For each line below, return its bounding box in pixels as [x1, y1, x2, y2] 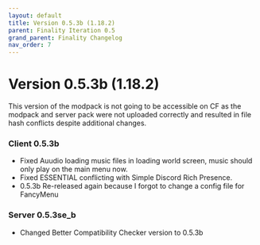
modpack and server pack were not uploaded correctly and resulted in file [8, 110, 252, 120]
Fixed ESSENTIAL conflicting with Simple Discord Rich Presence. [19, 173, 233, 182]
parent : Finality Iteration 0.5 [8, 26, 115, 34]
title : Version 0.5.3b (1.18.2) [8, 19, 115, 27]
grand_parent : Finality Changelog [8, 33, 123, 42]
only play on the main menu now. [19, 164, 129, 174]
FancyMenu [19, 189, 59, 199]
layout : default [8, 11, 62, 20]
